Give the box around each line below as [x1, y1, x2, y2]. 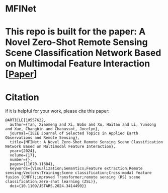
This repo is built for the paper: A [5, 26, 146, 38]
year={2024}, [10, 148, 37, 153]
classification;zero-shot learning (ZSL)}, [5, 179, 98, 184]
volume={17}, [10, 153, 37, 158]
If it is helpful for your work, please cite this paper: [5, 108, 110, 114]
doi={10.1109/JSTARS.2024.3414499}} [10, 183, 87, 188]
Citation [5, 91, 39, 103]
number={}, [10, 157, 33, 162]
